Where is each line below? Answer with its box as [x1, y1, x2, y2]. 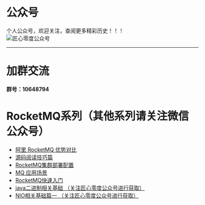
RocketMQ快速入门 [15, 176, 63, 184]
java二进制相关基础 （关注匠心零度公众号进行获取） [15, 184, 145, 192]
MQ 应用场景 [15, 169, 48, 176]
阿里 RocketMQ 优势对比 [15, 146, 77, 153]
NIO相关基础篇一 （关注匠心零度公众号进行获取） [15, 192, 139, 199]
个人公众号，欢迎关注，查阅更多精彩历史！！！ [6, 27, 124, 34]
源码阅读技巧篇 [15, 154, 53, 161]
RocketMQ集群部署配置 [15, 161, 74, 168]
